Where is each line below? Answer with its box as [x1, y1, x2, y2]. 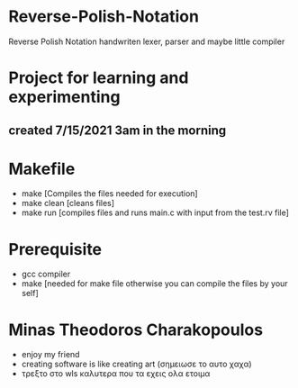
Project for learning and [8, 68, 189, 88]
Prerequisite [8, 239, 103, 259]
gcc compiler [21, 268, 71, 280]
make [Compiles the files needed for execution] [21, 188, 199, 199]
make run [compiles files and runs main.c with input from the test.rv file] [21, 207, 290, 218]
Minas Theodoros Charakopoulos [8, 320, 263, 339]
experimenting [8, 87, 121, 107]
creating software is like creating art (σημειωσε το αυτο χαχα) [21, 358, 253, 370]
